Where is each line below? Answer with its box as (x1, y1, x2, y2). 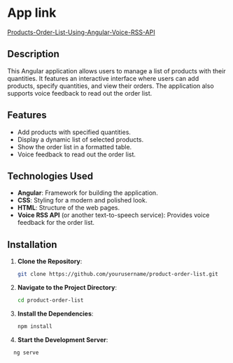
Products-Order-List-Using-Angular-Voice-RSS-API (7, 28, 155, 36)
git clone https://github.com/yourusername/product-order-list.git (17, 271, 218, 278)
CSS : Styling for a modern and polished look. (17, 196, 148, 205)
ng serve (13, 349, 39, 356)
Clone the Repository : (17, 257, 83, 266)
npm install (17, 323, 52, 329)
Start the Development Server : (17, 335, 108, 343)
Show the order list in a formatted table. (17, 142, 132, 151)
